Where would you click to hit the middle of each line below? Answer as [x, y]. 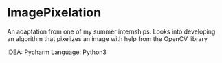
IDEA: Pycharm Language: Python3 [57, 52]
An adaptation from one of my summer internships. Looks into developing [111, 32]
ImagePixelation [54, 13]
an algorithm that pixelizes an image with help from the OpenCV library [108, 38]
